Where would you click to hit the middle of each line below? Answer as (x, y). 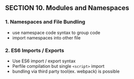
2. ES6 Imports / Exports (35, 50)
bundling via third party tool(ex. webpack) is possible (66, 71)
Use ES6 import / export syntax (44, 61)
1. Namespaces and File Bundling (45, 22)
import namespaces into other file (46, 38)
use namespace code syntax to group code (56, 32)
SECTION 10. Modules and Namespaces (67, 8)
